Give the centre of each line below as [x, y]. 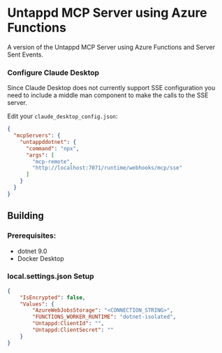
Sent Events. [25, 55]
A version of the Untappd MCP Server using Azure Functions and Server [111, 47]
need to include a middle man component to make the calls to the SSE [108, 95]
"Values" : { [37, 304]
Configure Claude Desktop [53, 73]
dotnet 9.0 [32, 251]
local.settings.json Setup [51, 276]
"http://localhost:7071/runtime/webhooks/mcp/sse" [108, 168]
